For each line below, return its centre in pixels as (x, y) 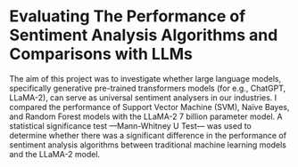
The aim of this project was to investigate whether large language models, (145, 78)
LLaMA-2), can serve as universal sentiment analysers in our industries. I (143, 97)
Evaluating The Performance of (128, 16)
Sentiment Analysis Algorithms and (144, 35)
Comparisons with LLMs (101, 54)
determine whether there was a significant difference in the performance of (148, 135)
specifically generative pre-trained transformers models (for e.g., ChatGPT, (148, 88)
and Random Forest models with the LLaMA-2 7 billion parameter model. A (146, 116)
